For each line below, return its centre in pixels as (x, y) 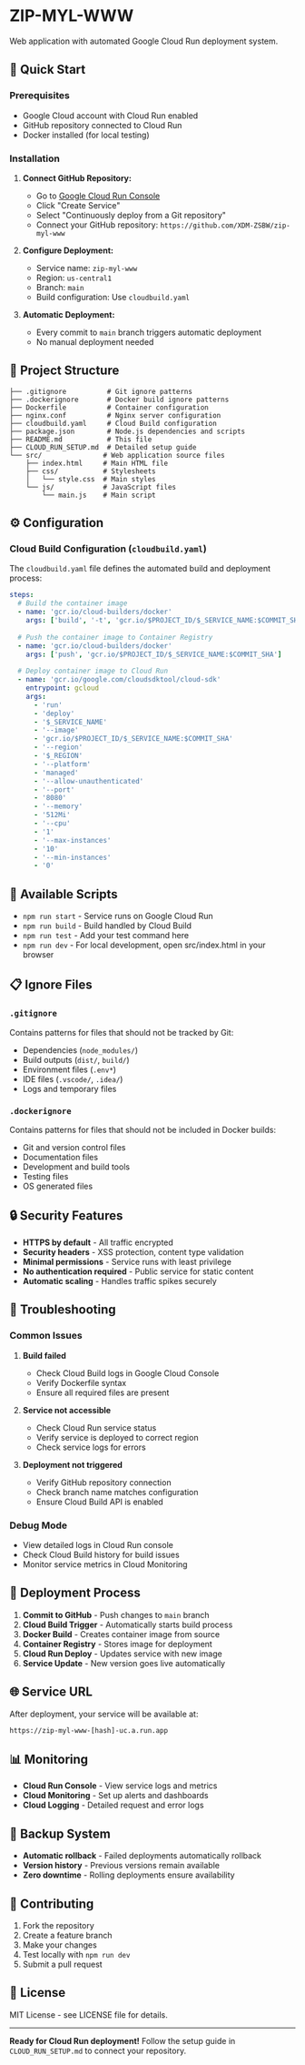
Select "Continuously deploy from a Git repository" (131, 215)
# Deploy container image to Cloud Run (93, 671)
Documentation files (60, 1158)
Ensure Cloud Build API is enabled (99, 1502)
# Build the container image (73, 603)
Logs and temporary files (69, 1088)
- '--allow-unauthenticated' (89, 781)
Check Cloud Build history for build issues (101, 1554)
